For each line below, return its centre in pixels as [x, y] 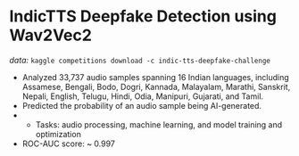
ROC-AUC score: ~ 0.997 [69, 144]
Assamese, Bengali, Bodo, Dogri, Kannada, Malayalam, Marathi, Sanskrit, [156, 86]
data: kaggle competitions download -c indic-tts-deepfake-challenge [140, 60]
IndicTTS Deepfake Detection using [143, 16]
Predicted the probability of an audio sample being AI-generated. [141, 105]
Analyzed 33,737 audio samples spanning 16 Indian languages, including [156, 77]
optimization [58, 134]
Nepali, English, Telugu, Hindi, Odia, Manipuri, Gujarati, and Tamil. [143, 96]
